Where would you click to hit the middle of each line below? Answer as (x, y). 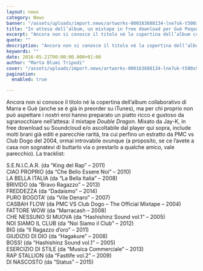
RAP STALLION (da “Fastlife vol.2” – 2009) (59, 256)
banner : (16, 23)
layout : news (23, 12)
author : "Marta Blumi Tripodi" (46, 62)
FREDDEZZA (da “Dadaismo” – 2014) (52, 191)
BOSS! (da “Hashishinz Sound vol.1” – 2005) (61, 243)
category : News (25, 18)
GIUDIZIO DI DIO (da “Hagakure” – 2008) (57, 236)
